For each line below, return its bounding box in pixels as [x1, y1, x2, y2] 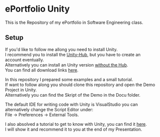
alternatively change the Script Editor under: [5, 106, 94, 112]
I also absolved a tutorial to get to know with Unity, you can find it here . [5, 121, 147, 127]
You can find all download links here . [5, 67, 79, 73]
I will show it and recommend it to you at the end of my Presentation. [5, 126, 142, 132]
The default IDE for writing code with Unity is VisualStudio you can [5, 101, 138, 107]
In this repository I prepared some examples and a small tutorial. [5, 76, 133, 82]
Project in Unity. [5, 86, 37, 93]
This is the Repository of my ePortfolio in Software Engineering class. [5, 19, 144, 25]
